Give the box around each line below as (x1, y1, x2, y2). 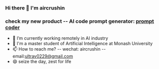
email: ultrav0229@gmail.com (12, 53, 73, 59)
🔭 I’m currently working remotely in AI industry (12, 35, 108, 41)
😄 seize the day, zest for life (12, 59, 71, 65)
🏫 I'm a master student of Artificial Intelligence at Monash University (12, 41, 153, 47)
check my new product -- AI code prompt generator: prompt (5, 17, 154, 24)
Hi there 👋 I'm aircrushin (5, 4, 65, 11)
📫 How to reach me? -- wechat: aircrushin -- (12, 46, 106, 52)
